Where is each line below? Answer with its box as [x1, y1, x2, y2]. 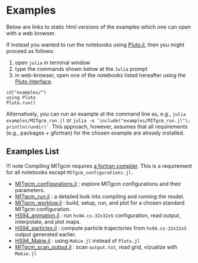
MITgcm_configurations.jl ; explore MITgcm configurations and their [14, 180, 182, 187]
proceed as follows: [6, 47, 55, 54]
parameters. [14, 186, 45, 193]
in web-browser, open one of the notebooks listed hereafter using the [14, 71, 186, 79]
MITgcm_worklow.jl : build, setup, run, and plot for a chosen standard [14, 199, 185, 206]
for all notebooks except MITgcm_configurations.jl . [6, 168, 133, 176]
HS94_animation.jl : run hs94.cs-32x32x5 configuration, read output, [14, 212, 181, 219]
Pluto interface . [14, 78, 52, 85]
